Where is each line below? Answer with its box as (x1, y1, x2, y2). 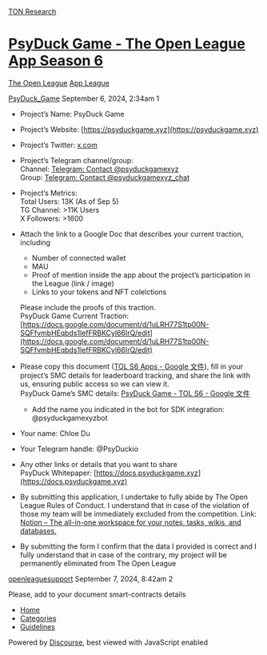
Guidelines (19, 621, 56, 631)
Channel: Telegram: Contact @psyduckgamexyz (19, 164, 179, 174)
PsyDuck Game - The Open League (8, 35, 245, 53)
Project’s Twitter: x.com (19, 140, 98, 150)
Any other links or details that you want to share (19, 459, 178, 469)
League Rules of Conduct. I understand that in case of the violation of (19, 500, 249, 510)
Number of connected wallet (31, 253, 126, 262)
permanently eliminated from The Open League (19, 558, 177, 568)
